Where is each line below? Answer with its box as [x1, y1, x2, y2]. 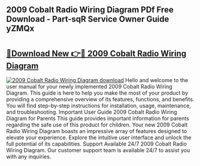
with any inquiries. [6, 153, 51, 160]
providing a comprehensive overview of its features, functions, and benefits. [6, 96, 195, 102]
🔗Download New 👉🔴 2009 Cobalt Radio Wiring [6, 48, 187, 59]
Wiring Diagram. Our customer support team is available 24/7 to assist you [6, 147, 190, 153]
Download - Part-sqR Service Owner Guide [6, 14, 169, 25]
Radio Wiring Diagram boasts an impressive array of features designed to [6, 128, 187, 134]
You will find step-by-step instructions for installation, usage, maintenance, [6, 102, 192, 109]
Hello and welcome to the [125, 77, 189, 83]
